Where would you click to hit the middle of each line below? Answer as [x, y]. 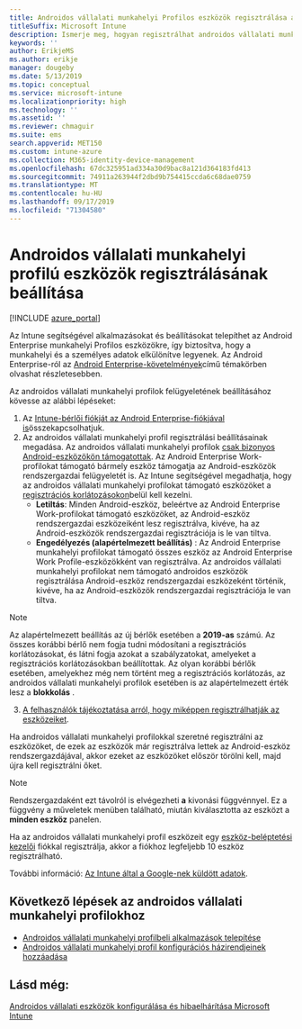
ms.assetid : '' [38, 118]
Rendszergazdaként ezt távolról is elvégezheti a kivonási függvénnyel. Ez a [148, 800]
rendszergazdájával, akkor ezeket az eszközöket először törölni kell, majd [145, 755]
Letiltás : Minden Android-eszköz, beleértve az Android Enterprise [158, 504]
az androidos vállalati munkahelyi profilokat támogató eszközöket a [147, 485]
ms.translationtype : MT [54, 185]
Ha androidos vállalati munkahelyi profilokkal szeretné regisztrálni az [136, 736]
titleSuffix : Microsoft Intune [68, 26]
